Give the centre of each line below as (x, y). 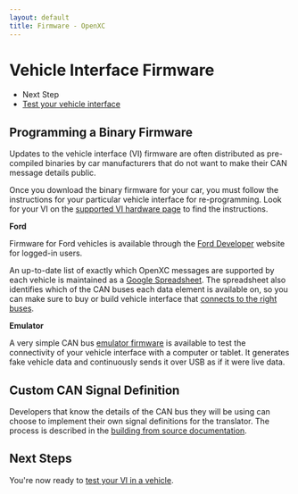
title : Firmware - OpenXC (57, 26)
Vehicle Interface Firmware (112, 70)
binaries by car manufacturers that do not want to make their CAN (166, 163)
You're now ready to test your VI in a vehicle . (91, 480)
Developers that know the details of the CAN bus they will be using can (140, 412)
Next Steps (41, 459)
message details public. (53, 173)
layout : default (39, 17)
